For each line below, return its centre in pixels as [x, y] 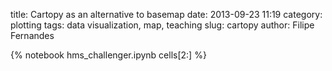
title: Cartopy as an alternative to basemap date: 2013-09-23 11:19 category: [166, 14]
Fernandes [32, 35]
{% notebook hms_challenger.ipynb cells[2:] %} [108, 55]
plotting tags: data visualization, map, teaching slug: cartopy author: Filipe [162, 25]
